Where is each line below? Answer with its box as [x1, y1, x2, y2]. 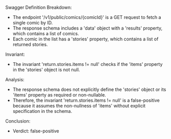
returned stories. [12, 41, 48, 48]
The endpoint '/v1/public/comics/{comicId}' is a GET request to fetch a [12, 14, 161, 20]
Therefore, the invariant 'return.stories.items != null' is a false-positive [12, 97, 160, 103]
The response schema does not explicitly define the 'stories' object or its [12, 86, 166, 92]
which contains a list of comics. [12, 31, 79, 36]
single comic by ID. [12, 20, 53, 26]
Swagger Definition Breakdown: [5, 5, 72, 10]
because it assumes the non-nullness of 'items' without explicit [12, 103, 145, 109]
